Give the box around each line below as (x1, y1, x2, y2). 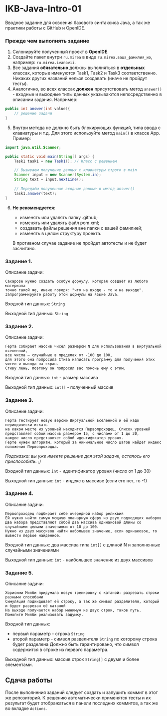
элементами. (5, 661, 33, 668)
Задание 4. (5, 490, 34, 497)
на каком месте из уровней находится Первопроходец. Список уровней (5, 426, 151, 432)
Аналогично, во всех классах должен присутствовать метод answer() (12, 86, 162, 92)
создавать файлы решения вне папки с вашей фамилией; (19, 225, 143, 231)
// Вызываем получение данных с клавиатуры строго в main (14, 168, 137, 173)
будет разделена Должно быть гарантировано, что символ (12, 641, 139, 647)
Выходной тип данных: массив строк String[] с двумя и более (5, 656, 140, 662)
